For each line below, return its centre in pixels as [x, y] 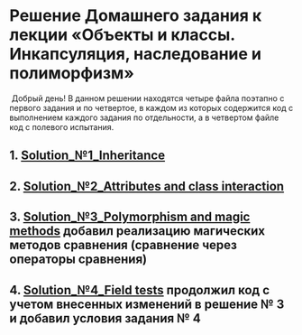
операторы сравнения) [78, 260]
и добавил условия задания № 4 [105, 318]
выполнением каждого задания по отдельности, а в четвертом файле [144, 117]
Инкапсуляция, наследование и [136, 54]
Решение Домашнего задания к [136, 16]
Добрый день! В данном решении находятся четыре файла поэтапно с [148, 98]
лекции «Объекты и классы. [123, 35]
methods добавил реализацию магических [137, 231]
